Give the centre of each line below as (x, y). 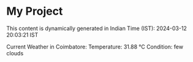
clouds (15, 53)
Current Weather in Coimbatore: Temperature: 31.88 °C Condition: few (95, 47)
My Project (35, 11)
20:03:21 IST (22, 34)
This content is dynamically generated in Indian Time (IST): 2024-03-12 (96, 28)
